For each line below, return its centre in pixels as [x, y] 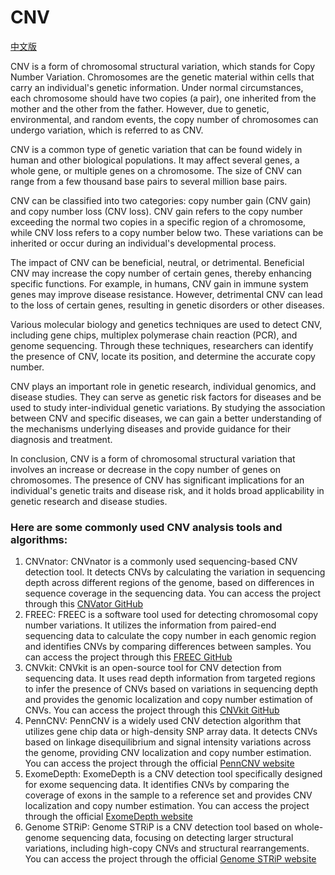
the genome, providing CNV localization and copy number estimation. [168, 753]
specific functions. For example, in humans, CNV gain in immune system [159, 283]
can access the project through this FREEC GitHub [128, 657]
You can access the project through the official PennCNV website [159, 763]
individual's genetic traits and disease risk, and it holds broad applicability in [167, 490]
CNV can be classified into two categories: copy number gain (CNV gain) [161, 200]
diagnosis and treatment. [61, 439]
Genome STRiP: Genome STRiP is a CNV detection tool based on [158, 827]
